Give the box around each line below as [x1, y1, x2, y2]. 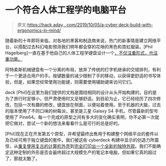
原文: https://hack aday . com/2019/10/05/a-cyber [17, 22, 118, 28]
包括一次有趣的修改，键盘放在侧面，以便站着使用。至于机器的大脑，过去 [13, 102, 161, 108]
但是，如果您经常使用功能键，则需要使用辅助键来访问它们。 [13, 79, 135, 84]
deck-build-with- [118, 22, 153, 28]
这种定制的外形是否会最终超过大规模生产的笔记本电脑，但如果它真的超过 [9, 149, 157, 155]
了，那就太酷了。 [5, 155, 40, 161]
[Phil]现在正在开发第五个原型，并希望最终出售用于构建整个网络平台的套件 [5, 130, 155, 136]
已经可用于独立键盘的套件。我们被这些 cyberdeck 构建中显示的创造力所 [9, 137, 155, 143]
